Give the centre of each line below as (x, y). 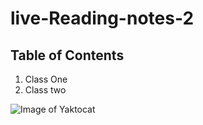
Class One (46, 79)
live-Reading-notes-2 (102, 18)
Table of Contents (67, 55)
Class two (45, 90)
